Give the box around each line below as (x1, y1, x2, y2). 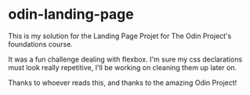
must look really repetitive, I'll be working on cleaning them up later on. (8, 62, 237, 72)
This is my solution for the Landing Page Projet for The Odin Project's (8, 31, 232, 40)
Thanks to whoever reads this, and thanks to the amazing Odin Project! (8, 78, 237, 87)
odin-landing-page (8, 5, 135, 23)
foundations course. (8, 39, 73, 48)
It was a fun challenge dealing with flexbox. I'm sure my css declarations (8, 55, 243, 64)
